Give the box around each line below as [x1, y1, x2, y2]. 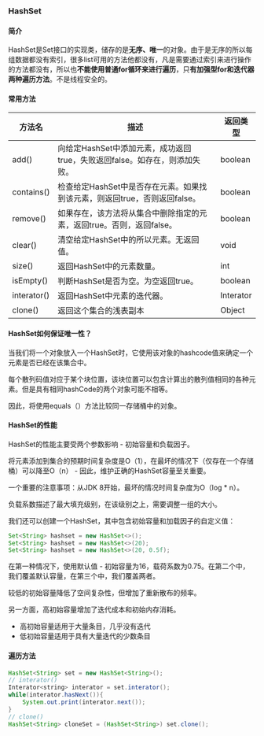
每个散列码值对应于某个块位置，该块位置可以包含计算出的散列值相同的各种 [8, 374, 249, 383]
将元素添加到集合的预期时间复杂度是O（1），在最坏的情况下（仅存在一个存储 [8, 456, 254, 465]
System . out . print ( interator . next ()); [22, 698, 146, 706]
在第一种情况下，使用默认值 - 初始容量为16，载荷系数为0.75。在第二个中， [8, 561, 250, 571]
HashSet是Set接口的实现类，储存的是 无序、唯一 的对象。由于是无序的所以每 [8, 45, 253, 54]
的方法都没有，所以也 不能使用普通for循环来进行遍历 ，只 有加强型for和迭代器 [8, 65, 255, 74]
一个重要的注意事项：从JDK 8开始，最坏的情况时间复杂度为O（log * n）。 [8, 483, 244, 492]
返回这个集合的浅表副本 [57, 305, 145, 316]
